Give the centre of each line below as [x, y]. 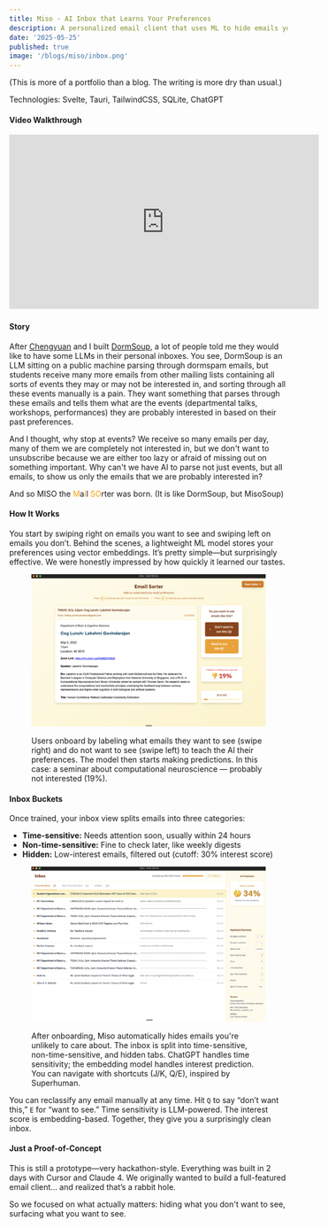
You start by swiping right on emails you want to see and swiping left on [140, 533]
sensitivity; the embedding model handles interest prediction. [143, 1064]
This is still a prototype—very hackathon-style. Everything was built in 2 [140, 1168]
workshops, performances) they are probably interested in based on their [143, 412]
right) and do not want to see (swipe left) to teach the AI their [143, 750]
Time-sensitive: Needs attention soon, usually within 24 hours [136, 836]
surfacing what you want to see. [68, 1213]
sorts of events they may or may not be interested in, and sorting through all [148, 384]
